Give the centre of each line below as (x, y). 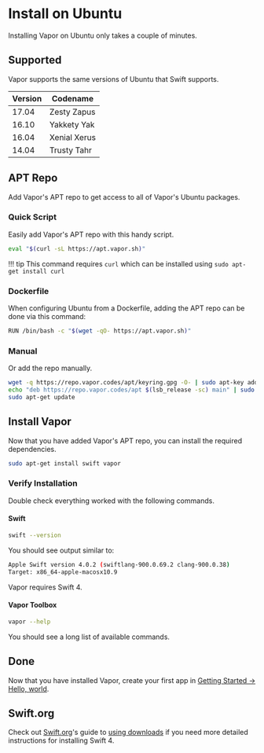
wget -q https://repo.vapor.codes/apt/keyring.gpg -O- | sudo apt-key (126, 383)
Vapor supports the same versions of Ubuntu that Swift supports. (114, 79)
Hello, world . (29, 689)
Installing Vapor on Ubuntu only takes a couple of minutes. (103, 35)
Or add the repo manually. (50, 368)
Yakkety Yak (72, 124)
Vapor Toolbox (33, 605)
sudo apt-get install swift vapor (65, 463)
